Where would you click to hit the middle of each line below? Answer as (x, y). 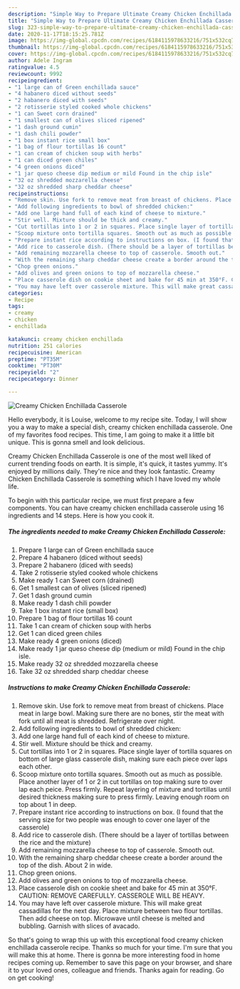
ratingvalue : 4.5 (34, 67)
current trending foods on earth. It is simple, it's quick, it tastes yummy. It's (118, 463)
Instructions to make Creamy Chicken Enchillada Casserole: (99, 687)
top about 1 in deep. (47, 804)
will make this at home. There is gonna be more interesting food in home (114, 955)
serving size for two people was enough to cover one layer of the (114, 820)
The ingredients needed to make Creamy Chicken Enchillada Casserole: (117, 532)
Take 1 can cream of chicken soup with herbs (85, 625)
